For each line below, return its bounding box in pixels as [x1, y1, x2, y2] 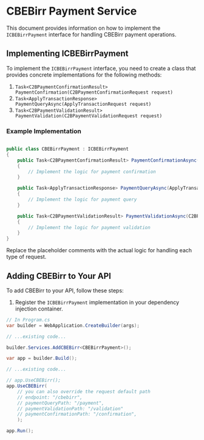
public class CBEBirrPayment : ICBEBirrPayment [6, 146, 129, 153]
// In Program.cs [6, 317, 50, 323]
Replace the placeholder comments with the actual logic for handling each [6, 247, 192, 254]
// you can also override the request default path [17, 388, 151, 394]
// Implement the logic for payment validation [28, 224, 151, 230]
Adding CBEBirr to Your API [6, 270, 111, 281]
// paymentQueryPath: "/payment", [17, 400, 104, 406]
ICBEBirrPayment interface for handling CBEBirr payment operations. [6, 30, 177, 38]
